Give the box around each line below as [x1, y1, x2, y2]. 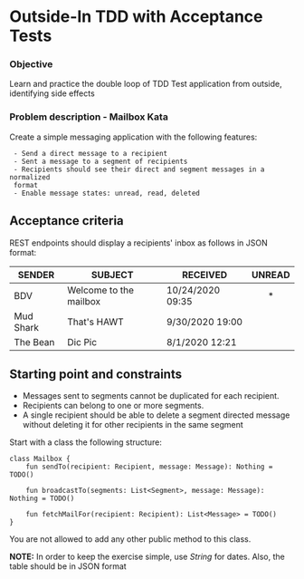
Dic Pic [67, 335, 98, 348]
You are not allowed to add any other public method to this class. [9, 534, 252, 545]
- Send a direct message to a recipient [13, 149, 168, 158]
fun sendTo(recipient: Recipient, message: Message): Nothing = [25, 462, 273, 472]
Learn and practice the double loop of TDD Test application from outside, [9, 79, 282, 90]
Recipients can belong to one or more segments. [22, 400, 204, 411]
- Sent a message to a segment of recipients [13, 157, 188, 166]
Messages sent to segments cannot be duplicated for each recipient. [22, 391, 280, 401]
